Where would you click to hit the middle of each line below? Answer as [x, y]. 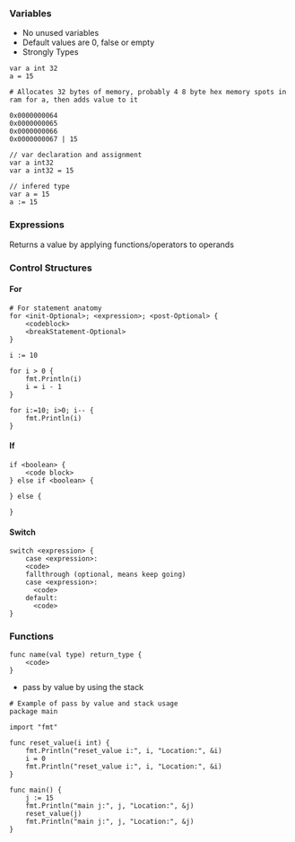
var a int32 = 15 [42, 171]
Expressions [37, 225]
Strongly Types [50, 52]
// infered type [39, 187]
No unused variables [61, 33]
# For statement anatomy [56, 308]
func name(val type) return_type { [76, 655]
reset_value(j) [54, 814]
